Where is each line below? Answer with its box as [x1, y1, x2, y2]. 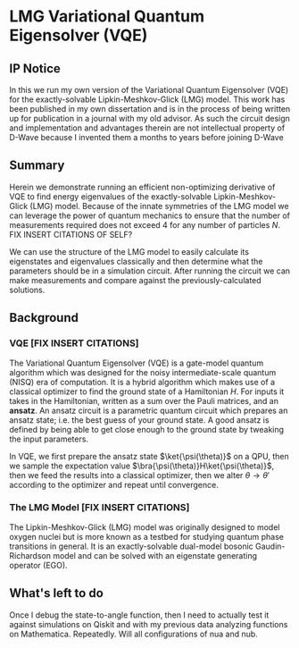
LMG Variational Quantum [9, 6, 205, 27]
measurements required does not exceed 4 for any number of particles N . [9, 219, 281, 230]
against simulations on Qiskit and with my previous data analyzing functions [9, 619, 288, 629]
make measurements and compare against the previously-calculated [9, 274, 262, 285]
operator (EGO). [9, 560, 69, 570]
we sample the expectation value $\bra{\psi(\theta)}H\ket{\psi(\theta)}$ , [9, 460, 275, 471]
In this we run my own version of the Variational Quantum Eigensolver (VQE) [9, 85, 289, 95]
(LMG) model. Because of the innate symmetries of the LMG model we [29, 200, 289, 211]
